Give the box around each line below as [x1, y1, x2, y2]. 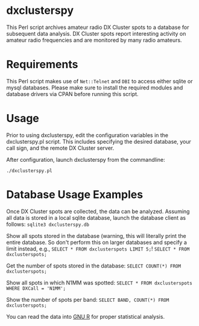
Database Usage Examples [6, 188, 144, 201]
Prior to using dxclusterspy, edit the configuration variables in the [6, 131, 169, 139]
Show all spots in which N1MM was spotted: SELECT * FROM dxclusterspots [6, 279, 193, 286]
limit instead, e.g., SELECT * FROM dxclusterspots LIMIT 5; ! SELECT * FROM [6, 245, 190, 252]
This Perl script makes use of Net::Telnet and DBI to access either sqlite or [6, 77, 193, 85]
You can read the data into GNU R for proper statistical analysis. [6, 313, 165, 320]
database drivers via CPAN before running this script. [6, 90, 139, 97]
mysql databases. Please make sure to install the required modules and [6, 84, 183, 91]
